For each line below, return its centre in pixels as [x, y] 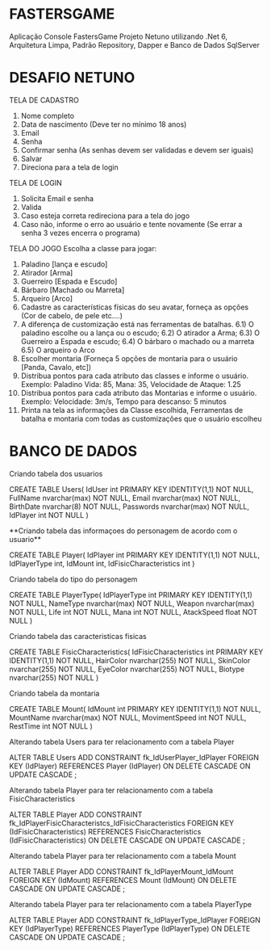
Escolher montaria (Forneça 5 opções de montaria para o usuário [129, 358]
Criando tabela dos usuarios [56, 473]
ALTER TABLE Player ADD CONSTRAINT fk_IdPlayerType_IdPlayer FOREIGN [135, 920]
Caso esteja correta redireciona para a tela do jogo [105, 216]
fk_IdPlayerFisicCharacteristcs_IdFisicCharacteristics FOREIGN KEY [122, 823]
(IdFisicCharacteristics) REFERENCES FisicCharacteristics [105, 831]
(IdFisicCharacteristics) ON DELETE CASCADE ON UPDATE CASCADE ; [127, 840]
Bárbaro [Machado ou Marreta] [73, 290]
